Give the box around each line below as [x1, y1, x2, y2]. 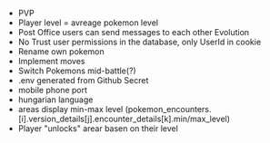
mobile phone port [17, 85, 88, 95]
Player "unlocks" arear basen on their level [17, 123, 179, 134]
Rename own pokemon [17, 46, 105, 57]
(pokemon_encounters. [125, 104, 212, 114]
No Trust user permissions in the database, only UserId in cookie [17, 36, 262, 47]
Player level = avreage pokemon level [17, 17, 159, 28]
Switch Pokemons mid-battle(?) [17, 65, 136, 76]
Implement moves [17, 56, 85, 66]
